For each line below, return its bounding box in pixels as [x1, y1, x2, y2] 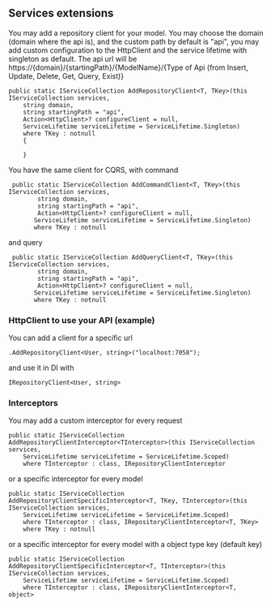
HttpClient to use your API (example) [8, 314, 155, 325]
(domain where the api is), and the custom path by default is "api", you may [8, 37, 260, 46]
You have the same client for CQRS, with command [8, 165, 179, 174]
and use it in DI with [8, 363, 74, 372]
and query [8, 237, 43, 247]
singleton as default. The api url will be [8, 54, 138, 63]
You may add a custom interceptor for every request [8, 415, 183, 425]
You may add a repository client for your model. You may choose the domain [8, 28, 264, 37]
